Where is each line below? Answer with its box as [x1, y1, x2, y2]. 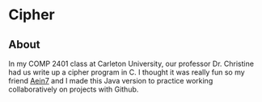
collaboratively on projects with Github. [8, 84, 139, 94]
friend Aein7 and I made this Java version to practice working [8, 76, 213, 85]
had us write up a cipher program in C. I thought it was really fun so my [8, 67, 245, 77]
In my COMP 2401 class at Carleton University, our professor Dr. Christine [8, 59, 255, 68]
